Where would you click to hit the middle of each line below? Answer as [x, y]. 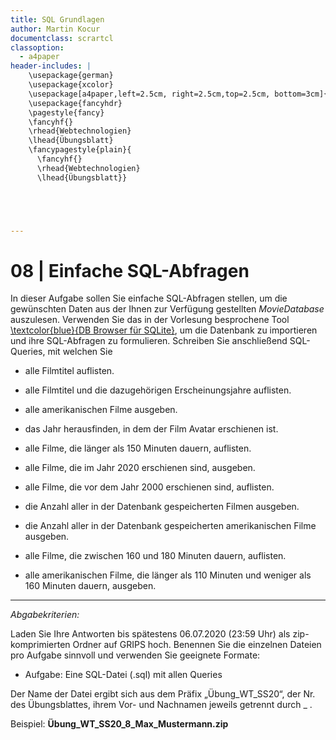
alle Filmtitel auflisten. [69, 371]
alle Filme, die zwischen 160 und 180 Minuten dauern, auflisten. [155, 556]
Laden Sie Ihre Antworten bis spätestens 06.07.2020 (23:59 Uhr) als [150, 634]
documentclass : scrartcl [62, 38]
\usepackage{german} [71, 76]
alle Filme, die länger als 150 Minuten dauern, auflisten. [138, 448]
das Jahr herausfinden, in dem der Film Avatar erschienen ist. [151, 429]
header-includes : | [51, 66]
